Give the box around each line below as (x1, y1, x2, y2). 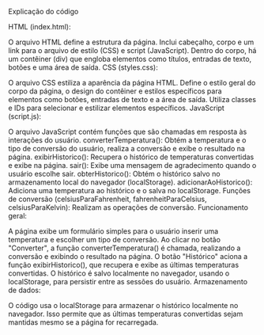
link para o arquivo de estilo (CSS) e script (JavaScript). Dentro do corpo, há (8, 46, 257, 55)
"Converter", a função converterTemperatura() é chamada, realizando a (8, 243, 241, 253)
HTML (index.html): (8, 22, 71, 31)
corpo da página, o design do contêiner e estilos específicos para (8, 86, 223, 96)
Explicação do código (8, 7, 79, 16)
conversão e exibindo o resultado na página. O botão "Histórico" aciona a (8, 252, 248, 261)
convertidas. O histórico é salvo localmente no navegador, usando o (8, 268, 230, 278)
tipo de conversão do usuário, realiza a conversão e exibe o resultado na (8, 144, 245, 153)
